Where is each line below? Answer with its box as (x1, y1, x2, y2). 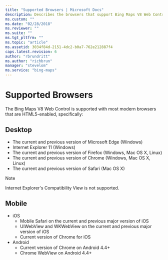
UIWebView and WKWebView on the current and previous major (19, 223, 152, 229)
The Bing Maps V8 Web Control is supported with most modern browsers (5, 105, 156, 111)
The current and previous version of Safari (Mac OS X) (12, 165, 125, 171)
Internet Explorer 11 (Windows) (12, 144, 76, 150)
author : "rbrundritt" (5, 53, 50, 59)
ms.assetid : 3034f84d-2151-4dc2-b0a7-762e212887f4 (5, 44, 113, 49)
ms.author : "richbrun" (5, 58, 52, 63)
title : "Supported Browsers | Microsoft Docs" (5, 7, 104, 12)
